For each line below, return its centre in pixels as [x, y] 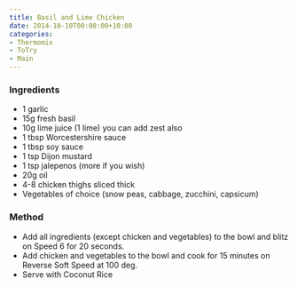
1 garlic [35, 109]
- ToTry [23, 51]
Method [27, 217]
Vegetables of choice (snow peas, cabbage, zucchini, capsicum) [140, 194]
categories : [31, 34]
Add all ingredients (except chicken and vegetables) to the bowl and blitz [155, 236]
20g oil [35, 175]
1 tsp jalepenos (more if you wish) [83, 166]
